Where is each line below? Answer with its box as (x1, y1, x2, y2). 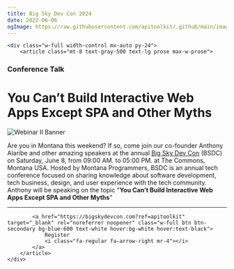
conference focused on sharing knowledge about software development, (7, 171, 217, 180)
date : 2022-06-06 (7, 17, 58, 24)
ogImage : (7, 23, 33, 30)
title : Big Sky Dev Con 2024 (7, 10, 92, 17)
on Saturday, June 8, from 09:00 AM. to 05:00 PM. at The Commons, (7, 156, 205, 164)
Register (44, 231, 70, 239)
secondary (7, 226, 36, 233)
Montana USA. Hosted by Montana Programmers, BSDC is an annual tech (7, 164, 218, 172)
